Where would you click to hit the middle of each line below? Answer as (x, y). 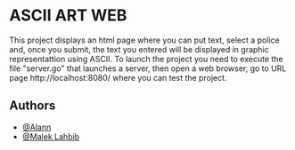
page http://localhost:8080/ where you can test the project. (118, 77)
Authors (33, 106)
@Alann (37, 127)
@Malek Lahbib (51, 136)
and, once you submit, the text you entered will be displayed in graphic (139, 49)
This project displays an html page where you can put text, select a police (144, 40)
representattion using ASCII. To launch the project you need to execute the (146, 59)
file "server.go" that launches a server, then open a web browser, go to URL (148, 68)
